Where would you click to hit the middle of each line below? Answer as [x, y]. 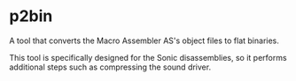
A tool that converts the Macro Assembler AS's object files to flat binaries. [144, 40]
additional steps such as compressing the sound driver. [110, 67]
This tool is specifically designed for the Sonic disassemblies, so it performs [148, 57]
